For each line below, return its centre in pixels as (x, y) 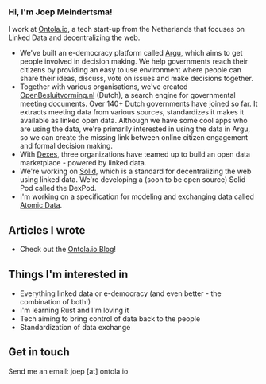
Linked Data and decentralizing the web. (74, 37)
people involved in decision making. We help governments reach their (134, 61)
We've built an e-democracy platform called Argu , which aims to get (131, 53)
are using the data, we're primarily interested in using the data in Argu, (135, 129)
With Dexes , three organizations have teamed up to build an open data (135, 154)
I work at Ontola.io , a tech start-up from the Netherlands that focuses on (126, 29)
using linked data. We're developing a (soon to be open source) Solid (133, 180)
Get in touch (39, 352)
